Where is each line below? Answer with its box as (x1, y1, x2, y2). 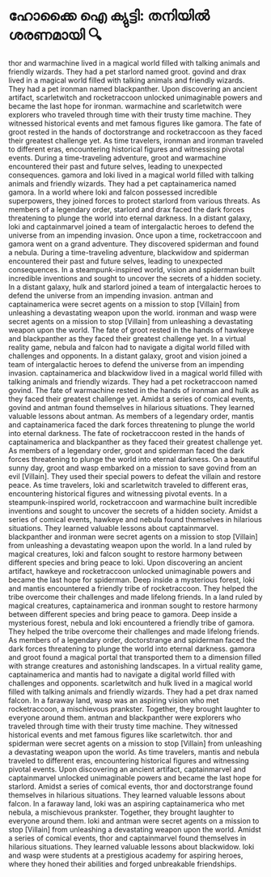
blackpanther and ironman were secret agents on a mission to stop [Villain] (8, 532, 258, 541)
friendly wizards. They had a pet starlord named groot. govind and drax (8, 66, 247, 76)
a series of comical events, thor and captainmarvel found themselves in (8, 833, 247, 843)
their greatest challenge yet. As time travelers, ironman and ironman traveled (8, 135, 264, 145)
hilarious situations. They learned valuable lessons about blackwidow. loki (8, 841, 255, 851)
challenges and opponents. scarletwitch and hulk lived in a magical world (8, 678, 253, 687)
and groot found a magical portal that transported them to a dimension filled (8, 652, 261, 662)
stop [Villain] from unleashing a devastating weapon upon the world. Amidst (8, 824, 261, 834)
